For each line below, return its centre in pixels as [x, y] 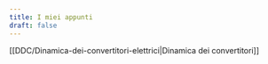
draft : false [33, 25]
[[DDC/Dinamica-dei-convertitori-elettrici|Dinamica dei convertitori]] [134, 50]
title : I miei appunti [51, 17]
